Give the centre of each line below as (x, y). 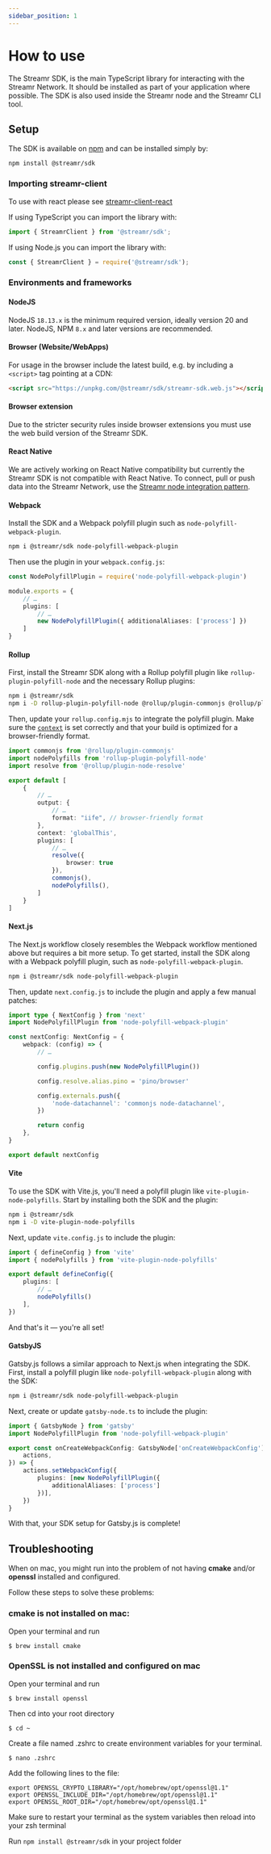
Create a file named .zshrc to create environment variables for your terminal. (135, 1743)
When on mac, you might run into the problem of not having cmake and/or (132, 1568)
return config (61, 1126)
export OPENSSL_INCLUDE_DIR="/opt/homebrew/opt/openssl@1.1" (113, 1795)
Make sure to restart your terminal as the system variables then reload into (132, 1817)
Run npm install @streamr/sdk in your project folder (95, 1841)
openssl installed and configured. (65, 1577)
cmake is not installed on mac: (69, 1613)
